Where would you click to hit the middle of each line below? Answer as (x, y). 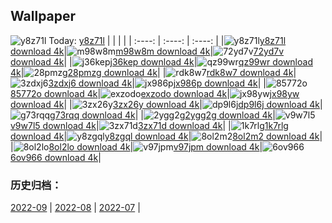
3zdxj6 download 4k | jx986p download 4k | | (157, 83)
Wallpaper (43, 16)
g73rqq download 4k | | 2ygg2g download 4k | (162, 115)
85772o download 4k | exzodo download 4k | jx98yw (155, 93)
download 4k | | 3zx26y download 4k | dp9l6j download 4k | (166, 104)
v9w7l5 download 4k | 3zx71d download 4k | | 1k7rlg (149, 125)
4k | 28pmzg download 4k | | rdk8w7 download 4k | (153, 72)
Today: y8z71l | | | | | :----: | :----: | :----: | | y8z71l (167, 40)
